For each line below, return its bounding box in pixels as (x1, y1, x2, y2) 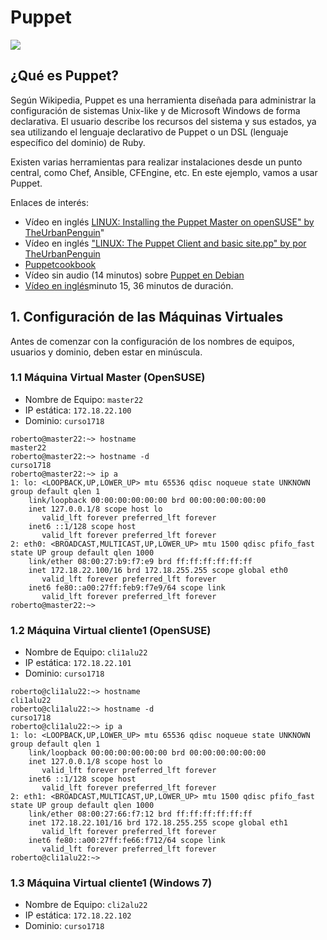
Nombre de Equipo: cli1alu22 (24, 646, 148, 658)
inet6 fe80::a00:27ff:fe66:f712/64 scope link (28, 836, 226, 846)
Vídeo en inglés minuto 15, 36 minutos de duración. (24, 279, 234, 291)
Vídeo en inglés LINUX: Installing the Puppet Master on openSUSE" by (24, 216, 315, 228)
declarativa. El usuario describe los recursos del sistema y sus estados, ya (10, 115, 317, 127)
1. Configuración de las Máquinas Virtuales (10, 309, 284, 326)
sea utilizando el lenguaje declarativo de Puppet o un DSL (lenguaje (10, 126, 289, 138)
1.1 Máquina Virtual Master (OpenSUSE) (10, 371, 206, 385)
